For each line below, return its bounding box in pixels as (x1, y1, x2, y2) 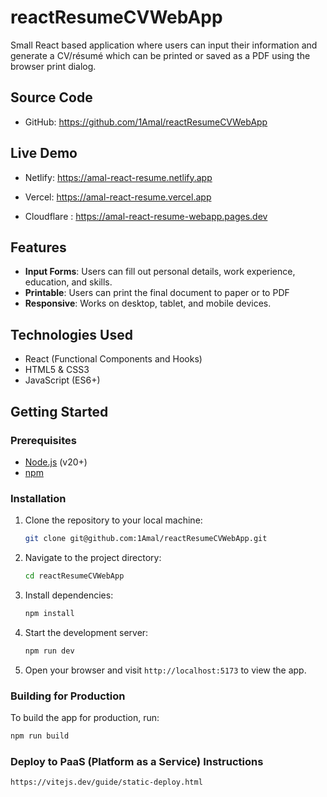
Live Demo (10, 145, 78, 162)
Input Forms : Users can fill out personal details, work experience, (24, 266, 296, 278)
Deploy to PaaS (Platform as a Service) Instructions (10, 754, 264, 768)
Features (10, 239, 67, 256)
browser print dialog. (10, 60, 97, 72)
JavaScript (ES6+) (24, 374, 101, 386)
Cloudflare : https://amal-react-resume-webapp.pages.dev (24, 210, 268, 222)
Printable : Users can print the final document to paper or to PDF (24, 287, 290, 299)
